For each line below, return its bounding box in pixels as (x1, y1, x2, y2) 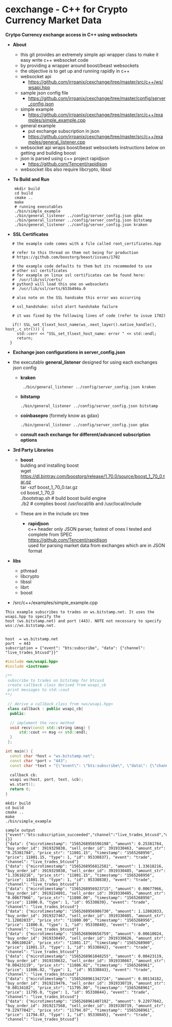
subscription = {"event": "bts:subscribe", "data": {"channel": (5, 645, 145, 651)
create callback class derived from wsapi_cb (7, 682, 106, 688)
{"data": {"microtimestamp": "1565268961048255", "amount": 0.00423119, (5, 953, 164, 959)
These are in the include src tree (20, 510, 89, 516)
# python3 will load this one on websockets (12, 281, 109, 286)
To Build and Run (12, 176, 50, 182)
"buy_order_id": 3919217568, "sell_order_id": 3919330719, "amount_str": (5, 1003, 166, 1008)
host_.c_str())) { (5, 327, 45, 332)
